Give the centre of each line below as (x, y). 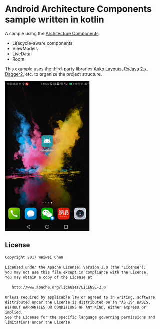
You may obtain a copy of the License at (49, 277)
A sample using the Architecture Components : (53, 33)
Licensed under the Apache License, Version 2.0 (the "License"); (76, 267)
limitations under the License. (39, 322)
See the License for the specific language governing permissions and (80, 317)
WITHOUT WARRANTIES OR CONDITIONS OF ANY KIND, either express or (76, 307)
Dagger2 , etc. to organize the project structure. (54, 74)
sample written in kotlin (55, 20)
